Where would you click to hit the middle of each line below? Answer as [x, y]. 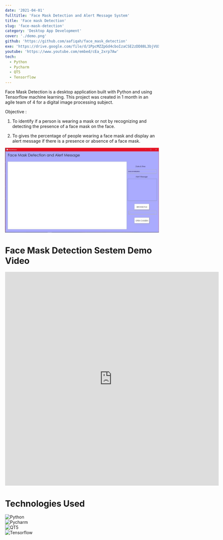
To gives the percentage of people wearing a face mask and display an [83, 136]
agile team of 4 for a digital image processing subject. [59, 102]
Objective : [16, 112]
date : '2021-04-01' [25, 10]
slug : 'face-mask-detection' [35, 26]
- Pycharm [19, 67]
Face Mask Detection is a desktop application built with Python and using [79, 92]
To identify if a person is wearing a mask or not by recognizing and [79, 121]
